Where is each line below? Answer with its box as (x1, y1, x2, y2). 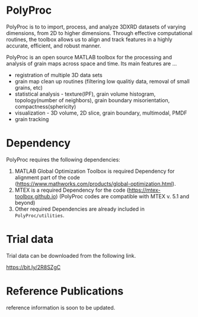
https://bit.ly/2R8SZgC (6, 264, 61, 271)
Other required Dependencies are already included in (14, 205, 145, 213)
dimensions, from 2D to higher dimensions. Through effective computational (6, 29, 193, 36)
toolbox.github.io (14, 192, 56, 199)
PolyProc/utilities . (14, 211, 65, 218)
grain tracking (14, 115, 49, 122)
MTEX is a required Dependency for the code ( (14, 186, 129, 194)
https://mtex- (128, 186, 161, 194)
